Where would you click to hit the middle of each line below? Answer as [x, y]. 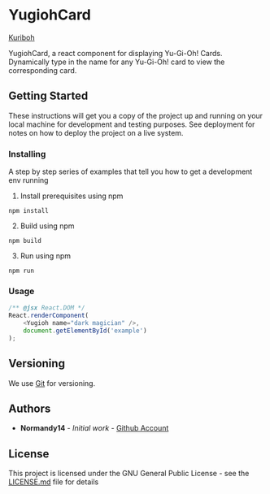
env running [28, 180]
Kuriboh [22, 37]
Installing [27, 154]
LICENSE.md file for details [54, 482]
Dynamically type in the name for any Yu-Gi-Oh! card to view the [117, 62]
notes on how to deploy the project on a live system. [96, 132]
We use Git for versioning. [52, 383]
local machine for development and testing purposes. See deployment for [132, 124]
